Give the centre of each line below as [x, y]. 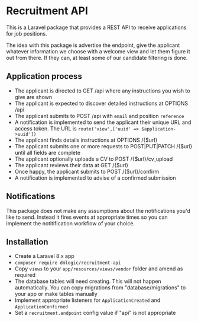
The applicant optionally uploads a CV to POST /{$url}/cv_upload [94, 159]
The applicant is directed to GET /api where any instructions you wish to [102, 91]
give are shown [33, 97]
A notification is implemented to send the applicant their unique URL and [103, 122]
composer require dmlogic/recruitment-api [68, 263]
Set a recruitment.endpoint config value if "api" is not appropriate [95, 313]
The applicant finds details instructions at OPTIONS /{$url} [86, 140]
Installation [27, 242]
